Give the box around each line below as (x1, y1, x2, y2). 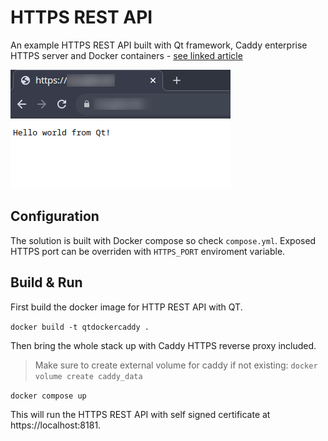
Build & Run (10, 274, 83, 291)
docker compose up (10, 391, 87, 401)
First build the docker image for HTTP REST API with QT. (10, 301, 243, 313)
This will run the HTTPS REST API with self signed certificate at (10, 408, 271, 420)
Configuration (10, 208, 100, 225)
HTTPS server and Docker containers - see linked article (10, 49, 243, 61)
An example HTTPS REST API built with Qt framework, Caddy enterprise (10, 39, 308, 51)
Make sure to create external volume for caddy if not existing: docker (34, 359, 318, 371)
